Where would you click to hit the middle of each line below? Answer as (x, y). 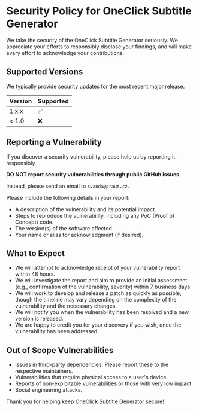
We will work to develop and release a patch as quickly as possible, (98, 293)
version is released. (39, 319)
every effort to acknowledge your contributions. (65, 53)
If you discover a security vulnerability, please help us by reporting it (91, 156)
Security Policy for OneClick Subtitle (99, 11)
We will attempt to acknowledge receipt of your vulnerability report (97, 268)
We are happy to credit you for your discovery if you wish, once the (98, 325)
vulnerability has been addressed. (57, 331)
